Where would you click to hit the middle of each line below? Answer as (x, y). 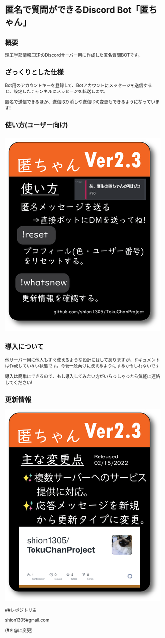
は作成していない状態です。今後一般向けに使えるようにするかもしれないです (82, 365)
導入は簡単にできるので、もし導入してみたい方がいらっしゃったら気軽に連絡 (82, 376)
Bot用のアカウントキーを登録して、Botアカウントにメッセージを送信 (74, 85)
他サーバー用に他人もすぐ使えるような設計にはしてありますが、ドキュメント (82, 360)
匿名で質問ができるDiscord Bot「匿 (77, 10)
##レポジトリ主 (21, 610)
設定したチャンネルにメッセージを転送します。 (61, 91)
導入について (25, 347)
